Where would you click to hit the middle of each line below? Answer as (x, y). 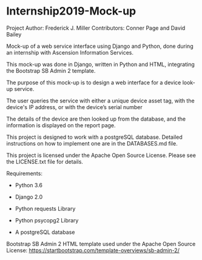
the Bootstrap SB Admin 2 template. (51, 70)
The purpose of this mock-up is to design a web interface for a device (94, 82)
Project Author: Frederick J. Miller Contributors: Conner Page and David (96, 28)
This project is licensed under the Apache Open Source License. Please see (101, 155)
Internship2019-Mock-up (71, 11)
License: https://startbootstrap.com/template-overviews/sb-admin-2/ (93, 250)
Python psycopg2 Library (47, 220)
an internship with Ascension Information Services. (70, 52)
